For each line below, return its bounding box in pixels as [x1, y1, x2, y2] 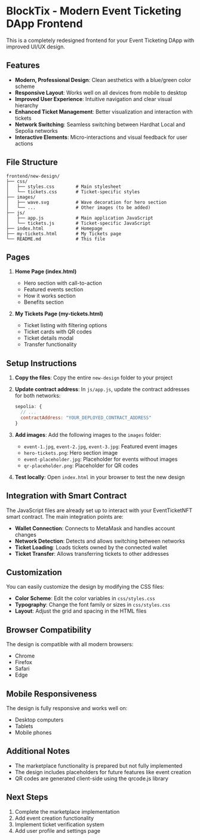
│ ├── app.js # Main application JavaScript [6, 215, 153, 221]
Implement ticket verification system [14, 821, 104, 828]
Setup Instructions [6, 358, 77, 369]
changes [14, 531, 37, 538]
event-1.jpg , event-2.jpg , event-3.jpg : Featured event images [23, 443, 178, 450]
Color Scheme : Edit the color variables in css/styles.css [14, 595, 155, 602]
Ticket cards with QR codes [23, 328, 92, 336]
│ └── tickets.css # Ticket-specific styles [6, 188, 140, 195]
